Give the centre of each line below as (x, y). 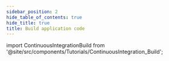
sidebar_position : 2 (32, 12)
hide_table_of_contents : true (44, 17)
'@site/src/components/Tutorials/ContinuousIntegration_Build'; (84, 52)
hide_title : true (28, 23)
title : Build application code (46, 28)
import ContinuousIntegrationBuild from (56, 45)
